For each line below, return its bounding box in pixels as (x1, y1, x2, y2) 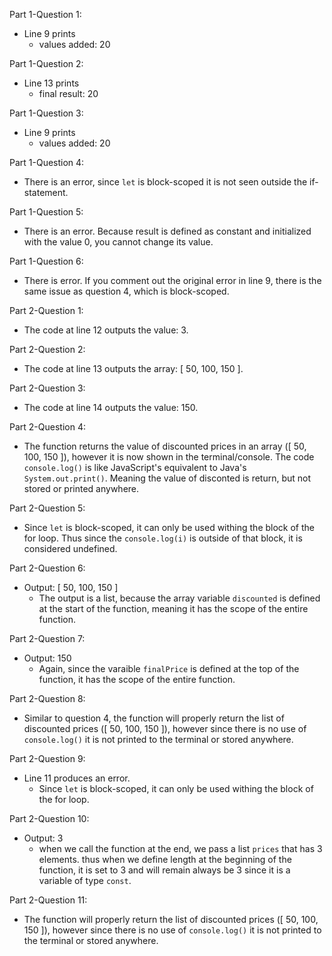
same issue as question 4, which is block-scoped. (23, 285, 230, 297)
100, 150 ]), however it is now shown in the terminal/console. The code (23, 451, 315, 463)
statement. (23, 187, 69, 198)
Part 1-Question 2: (9, 58, 84, 69)
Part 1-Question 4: (9, 157, 85, 168)
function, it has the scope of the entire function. (38, 674, 236, 685)
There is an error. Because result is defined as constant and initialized (23, 225, 312, 237)
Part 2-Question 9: (9, 753, 86, 764)
